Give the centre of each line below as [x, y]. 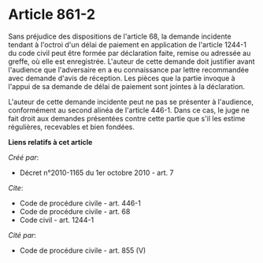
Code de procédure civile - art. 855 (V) [83, 250]
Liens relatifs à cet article [50, 142]
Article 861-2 [52, 15]
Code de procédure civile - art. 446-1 [80, 203]
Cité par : [22, 235]
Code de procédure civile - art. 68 [75, 211]
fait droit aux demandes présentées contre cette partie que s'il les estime [127, 118]
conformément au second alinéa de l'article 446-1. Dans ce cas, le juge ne [129, 110]
